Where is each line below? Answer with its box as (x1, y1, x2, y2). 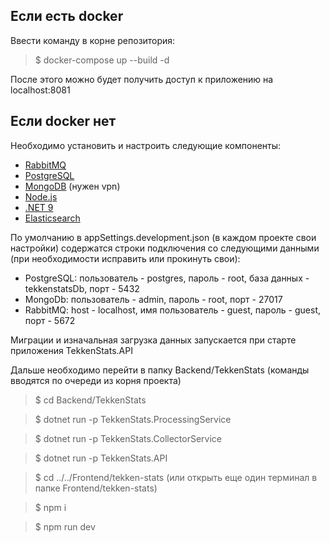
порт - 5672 (24, 314, 76, 326)
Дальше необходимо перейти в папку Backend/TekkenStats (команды (10, 364, 310, 376)
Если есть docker (10, 8, 124, 25)
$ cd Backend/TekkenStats (34, 394, 147, 406)
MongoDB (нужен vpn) (24, 180, 121, 192)
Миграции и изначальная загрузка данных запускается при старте (10, 334, 297, 346)
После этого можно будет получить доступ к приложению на (10, 73, 274, 85)
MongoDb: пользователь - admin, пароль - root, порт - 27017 (24, 293, 283, 305)
